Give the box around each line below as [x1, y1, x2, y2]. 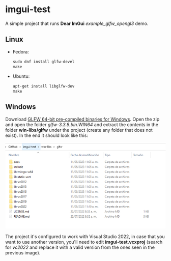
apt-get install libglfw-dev [12, 83, 75, 89]
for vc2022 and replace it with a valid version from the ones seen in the [5, 244, 155, 250]
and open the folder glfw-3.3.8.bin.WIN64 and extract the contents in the [5, 121, 159, 128]
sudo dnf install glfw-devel [12, 59, 75, 64]
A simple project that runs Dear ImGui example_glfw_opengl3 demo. [5, 20, 149, 26]
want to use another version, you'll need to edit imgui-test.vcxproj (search [5, 239, 163, 245]
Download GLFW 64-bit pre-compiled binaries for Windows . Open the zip [5, 116, 160, 122]
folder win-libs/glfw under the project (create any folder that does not [5, 127, 153, 133]
